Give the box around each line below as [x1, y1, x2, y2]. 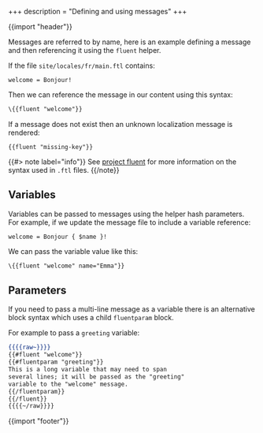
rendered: [8, 128, 41, 137]
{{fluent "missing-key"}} [8, 143, 93, 151]
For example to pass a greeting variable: [8, 328, 140, 338]
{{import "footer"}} [8, 416, 69, 426]
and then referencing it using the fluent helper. [8, 46, 161, 54]
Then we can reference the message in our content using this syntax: [8, 90, 234, 99]
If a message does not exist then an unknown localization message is [8, 119, 233, 129]
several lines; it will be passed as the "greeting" [8, 372, 185, 381]
